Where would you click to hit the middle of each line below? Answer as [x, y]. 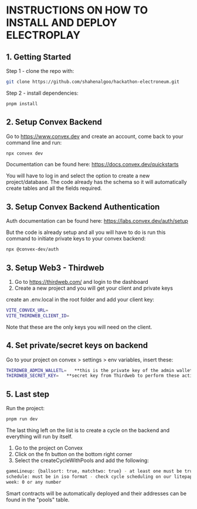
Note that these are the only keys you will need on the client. [79, 327]
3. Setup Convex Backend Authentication [83, 207]
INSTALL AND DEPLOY [62, 23]
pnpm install [22, 103]
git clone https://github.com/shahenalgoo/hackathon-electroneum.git [93, 82]
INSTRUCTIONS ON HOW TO [77, 10]
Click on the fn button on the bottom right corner [73, 454]
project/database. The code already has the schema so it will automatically [96, 182]
